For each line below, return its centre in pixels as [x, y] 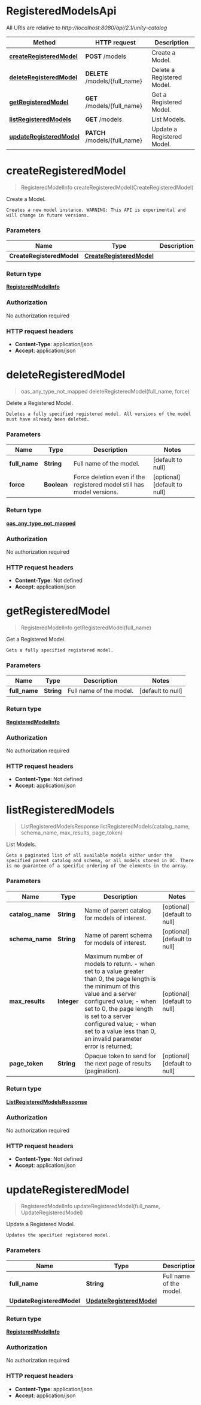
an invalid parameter [113, 1038]
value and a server [110, 993]
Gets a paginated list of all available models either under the [89, 855]
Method [44, 42]
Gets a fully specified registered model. [60, 650]
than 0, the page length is [121, 978]
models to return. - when [120, 963]
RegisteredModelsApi [61, 11]
